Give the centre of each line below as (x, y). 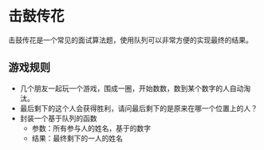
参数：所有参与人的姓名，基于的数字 (91, 128)
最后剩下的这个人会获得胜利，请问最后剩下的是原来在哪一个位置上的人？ (138, 108)
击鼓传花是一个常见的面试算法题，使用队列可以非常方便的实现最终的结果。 (130, 40)
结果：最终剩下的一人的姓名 (77, 138)
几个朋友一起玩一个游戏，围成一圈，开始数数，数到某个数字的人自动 (132, 88)
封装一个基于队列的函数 (58, 118)
